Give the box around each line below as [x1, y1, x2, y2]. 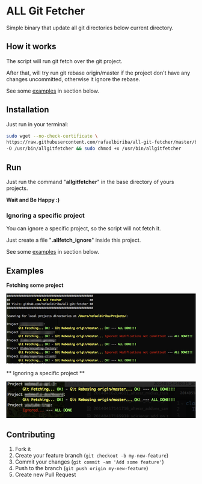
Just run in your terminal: [6, 120, 69, 127]
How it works [6, 41, 57, 52]
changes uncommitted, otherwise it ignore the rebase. [6, 75, 141, 82]
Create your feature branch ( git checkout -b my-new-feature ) [14, 452, 169, 459]
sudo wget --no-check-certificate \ [6, 133, 98, 139]
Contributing [6, 429, 55, 440]
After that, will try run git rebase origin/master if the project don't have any [6, 69, 191, 76]
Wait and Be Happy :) [6, 197, 60, 203]
